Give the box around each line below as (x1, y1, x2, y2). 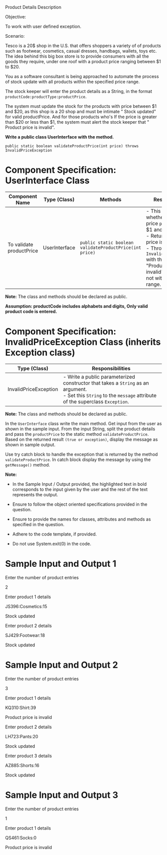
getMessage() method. (5, 462, 51, 467)
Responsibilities (91, 365, 131, 372)
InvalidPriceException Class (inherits (5, 336, 161, 348)
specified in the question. (12, 521, 65, 527)
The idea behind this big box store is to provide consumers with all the (5, 53, 149, 59)
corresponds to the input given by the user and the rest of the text (12, 486, 148, 492)
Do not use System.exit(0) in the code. (12, 541, 91, 546)
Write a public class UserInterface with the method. (5, 134, 114, 140)
